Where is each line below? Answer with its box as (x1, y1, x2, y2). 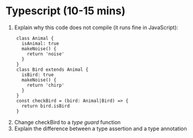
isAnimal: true (21, 40, 60, 46)
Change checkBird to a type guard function (14, 118, 121, 126)
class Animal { (16, 35, 54, 41)
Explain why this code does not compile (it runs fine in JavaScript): (14, 24, 179, 31)
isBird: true (21, 71, 54, 78)
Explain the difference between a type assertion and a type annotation (14, 125, 187, 132)
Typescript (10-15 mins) (5, 4, 126, 18)
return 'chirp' (27, 82, 65, 88)
